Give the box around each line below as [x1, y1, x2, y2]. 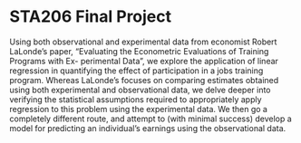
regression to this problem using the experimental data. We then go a [9, 103, 267, 114]
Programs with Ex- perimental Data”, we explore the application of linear [9, 55, 279, 66]
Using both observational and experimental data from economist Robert [9, 36, 277, 47]
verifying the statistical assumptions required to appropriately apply [9, 93, 262, 105]
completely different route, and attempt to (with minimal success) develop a [9, 113, 292, 124]
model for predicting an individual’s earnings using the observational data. [9, 122, 286, 133]
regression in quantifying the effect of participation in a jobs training [9, 65, 264, 76]
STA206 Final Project [9, 6, 172, 27]
